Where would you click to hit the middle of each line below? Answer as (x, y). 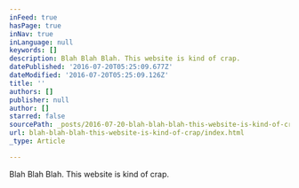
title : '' (28, 83)
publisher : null (39, 100)
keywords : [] (33, 51)
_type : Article (37, 141)
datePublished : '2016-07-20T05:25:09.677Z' (91, 67)
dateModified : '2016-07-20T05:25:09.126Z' (89, 75)
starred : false (37, 116)
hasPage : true (36, 26)
